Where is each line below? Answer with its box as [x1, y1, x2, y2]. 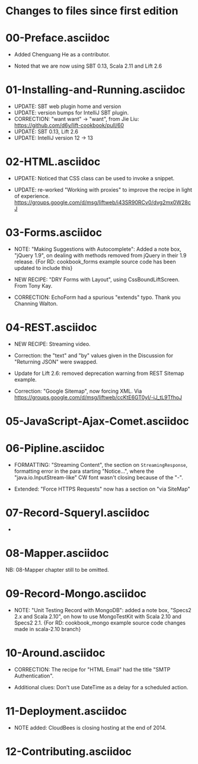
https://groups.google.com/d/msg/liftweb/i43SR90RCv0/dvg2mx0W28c [14, 199, 191, 206]
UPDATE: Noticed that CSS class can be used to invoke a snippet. [14, 175, 175, 182]
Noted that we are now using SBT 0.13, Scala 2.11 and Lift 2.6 [14, 62, 162, 69]
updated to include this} [14, 264, 73, 271]
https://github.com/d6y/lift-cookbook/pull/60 [14, 122, 124, 129]
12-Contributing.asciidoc [5, 744, 132, 758]
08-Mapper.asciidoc [5, 547, 109, 560]
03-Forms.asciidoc [5, 226, 102, 240]
